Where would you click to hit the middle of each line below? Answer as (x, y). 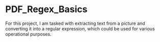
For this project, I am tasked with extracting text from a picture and (75, 23)
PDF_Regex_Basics (46, 9)
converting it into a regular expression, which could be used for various (80, 28)
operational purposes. (29, 34)
